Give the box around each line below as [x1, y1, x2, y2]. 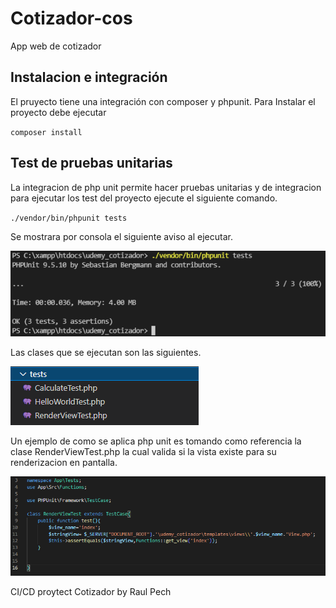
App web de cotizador [10, 40, 102, 52]
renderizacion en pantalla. [10, 456, 118, 468]
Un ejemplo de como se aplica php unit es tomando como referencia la [10, 435, 302, 447]
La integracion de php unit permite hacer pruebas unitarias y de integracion [10, 181, 322, 193]
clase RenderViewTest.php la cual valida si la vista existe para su [10, 445, 277, 457]
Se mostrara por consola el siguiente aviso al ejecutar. [10, 230, 233, 242]
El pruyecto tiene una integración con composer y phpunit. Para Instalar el [10, 95, 316, 107]
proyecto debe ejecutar [10, 106, 107, 118]
